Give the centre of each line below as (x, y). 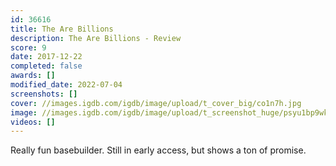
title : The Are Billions (62, 29)
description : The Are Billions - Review (96, 38)
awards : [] (33, 76)
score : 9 (28, 47)
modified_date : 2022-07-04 (66, 85)
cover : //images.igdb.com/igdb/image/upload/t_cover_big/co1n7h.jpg (156, 103)
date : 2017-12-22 (46, 57)
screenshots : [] (44, 94)
